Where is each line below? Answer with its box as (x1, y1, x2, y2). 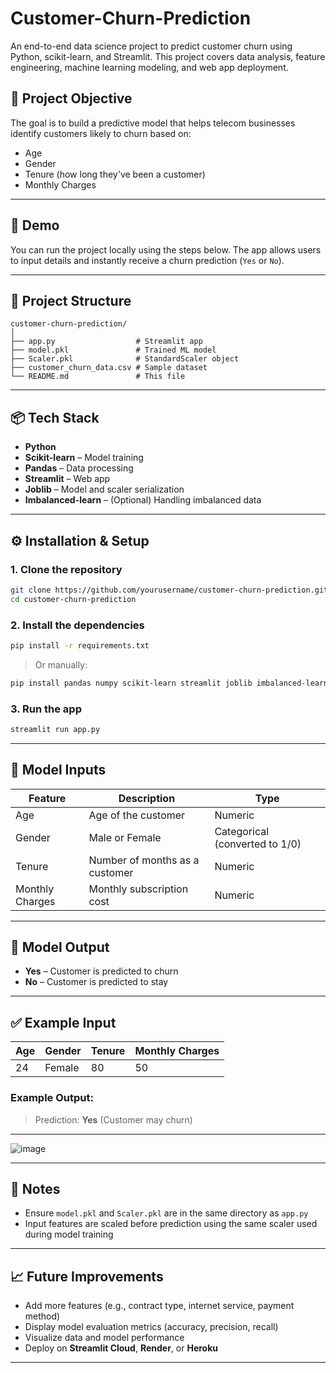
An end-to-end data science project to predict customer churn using (10, 40, 293, 52)
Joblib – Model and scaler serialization (24, 483, 185, 496)
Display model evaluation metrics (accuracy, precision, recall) (24, 1321, 279, 1333)
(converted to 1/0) (214, 837, 302, 851)
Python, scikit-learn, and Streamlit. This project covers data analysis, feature (10, 50, 326, 62)
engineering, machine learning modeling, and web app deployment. (10, 61, 289, 73)
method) (24, 1310, 61, 1322)
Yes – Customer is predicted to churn (24, 965, 179, 977)
